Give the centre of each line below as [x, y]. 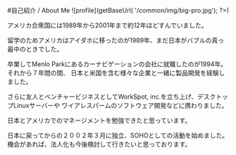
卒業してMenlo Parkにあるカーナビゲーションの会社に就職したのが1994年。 [117, 64]
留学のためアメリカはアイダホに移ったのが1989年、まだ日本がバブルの [110, 40]
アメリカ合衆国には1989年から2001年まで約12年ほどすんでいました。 [107, 25]
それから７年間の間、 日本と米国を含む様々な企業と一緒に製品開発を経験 [113, 73]
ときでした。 [44, 49]
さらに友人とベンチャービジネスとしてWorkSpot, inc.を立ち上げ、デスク [112, 97]
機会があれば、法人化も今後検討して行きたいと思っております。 [99, 144]
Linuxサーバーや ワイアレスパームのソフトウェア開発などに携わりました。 [120, 105]
